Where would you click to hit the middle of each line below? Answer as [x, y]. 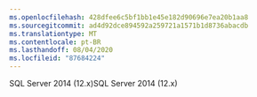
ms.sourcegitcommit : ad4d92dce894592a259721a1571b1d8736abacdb [129, 26]
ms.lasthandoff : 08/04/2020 [61, 50]
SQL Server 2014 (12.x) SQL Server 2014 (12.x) [93, 83]
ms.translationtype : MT [53, 34]
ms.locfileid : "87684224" [57, 58]
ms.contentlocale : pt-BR [55, 42]
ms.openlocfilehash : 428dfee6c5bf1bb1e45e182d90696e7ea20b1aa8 [129, 17]
